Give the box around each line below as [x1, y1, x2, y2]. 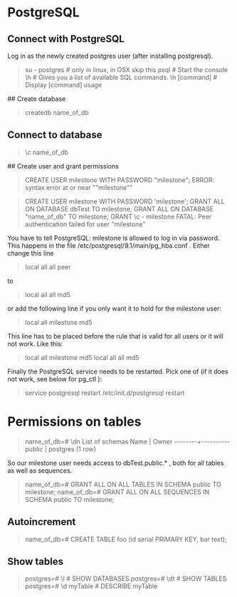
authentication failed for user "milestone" [24, 219, 146, 229]
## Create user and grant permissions [7, 161, 119, 170]
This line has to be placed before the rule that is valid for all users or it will [7, 331, 224, 340]
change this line [7, 249, 54, 257]
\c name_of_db [24, 148, 69, 156]
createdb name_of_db [24, 109, 89, 116]
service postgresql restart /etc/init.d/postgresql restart [24, 388, 185, 397]
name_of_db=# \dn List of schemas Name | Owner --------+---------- [24, 437, 230, 446]
